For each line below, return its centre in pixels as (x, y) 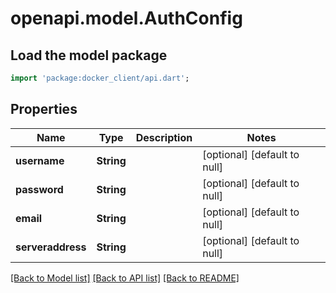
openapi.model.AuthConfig (126, 18)
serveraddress (51, 247)
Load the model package (89, 55)
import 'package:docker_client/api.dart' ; (100, 78)
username (40, 160)
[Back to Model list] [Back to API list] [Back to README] (125, 278)
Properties (44, 109)
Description (164, 137)
